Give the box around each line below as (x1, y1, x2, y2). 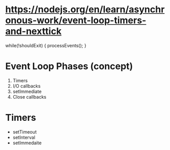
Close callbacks (12, 93, 47, 100)
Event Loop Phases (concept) (5, 61, 133, 72)
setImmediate (12, 88, 42, 95)
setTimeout (12, 128, 37, 135)
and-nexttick (5, 26, 62, 37)
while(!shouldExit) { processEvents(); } (5, 42, 87, 48)
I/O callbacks (12, 83, 41, 89)
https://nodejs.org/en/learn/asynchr (5, 4, 165, 15)
